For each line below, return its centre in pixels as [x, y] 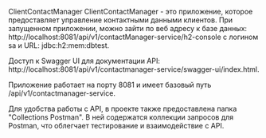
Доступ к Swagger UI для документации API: [84, 61]
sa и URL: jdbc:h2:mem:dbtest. [59, 45]
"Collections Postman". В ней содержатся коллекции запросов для [121, 117]
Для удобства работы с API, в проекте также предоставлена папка [123, 108]
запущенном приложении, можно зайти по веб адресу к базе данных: [128, 28]
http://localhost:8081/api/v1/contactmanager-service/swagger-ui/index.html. [134, 69]
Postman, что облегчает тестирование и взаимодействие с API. [116, 126]
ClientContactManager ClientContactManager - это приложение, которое [131, 12]
